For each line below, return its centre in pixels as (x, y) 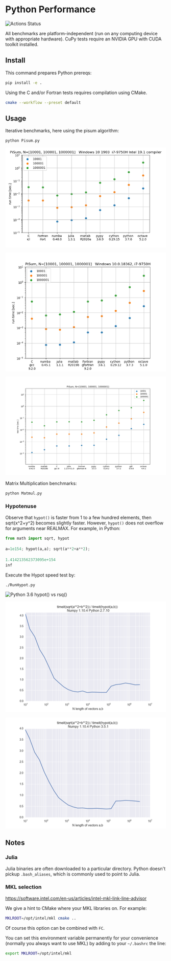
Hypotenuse (21, 506)
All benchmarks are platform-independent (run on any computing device (81, 33)
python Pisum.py (22, 141)
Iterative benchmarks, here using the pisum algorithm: (62, 131)
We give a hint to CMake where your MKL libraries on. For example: (76, 908)
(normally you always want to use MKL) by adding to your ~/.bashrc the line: (86, 943)
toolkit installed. (22, 44)
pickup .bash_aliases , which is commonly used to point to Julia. (73, 874)
